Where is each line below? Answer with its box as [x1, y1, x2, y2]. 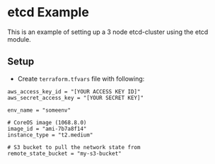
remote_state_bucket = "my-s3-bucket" [7, 150, 122, 157]
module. [7, 35, 32, 43]
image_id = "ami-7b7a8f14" [7, 125, 87, 132]
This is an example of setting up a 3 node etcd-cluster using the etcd [7, 28, 209, 36]
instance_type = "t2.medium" [7, 131, 93, 139]
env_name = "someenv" [7, 107, 71, 114]
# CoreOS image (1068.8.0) [7, 119, 87, 126]
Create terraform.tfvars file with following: [17, 74, 145, 83]
